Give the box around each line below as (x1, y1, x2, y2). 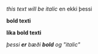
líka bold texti (6, 29, 42, 36)
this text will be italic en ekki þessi (6, 6, 92, 12)
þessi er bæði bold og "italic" (6, 41, 81, 48)
